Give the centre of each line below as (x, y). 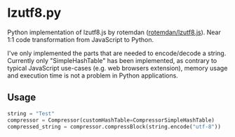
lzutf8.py (34, 13)
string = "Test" (31, 113)
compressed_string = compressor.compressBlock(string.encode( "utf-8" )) (114, 127)
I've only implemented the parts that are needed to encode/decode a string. (117, 53)
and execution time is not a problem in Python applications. (93, 75)
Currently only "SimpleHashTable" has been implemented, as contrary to (112, 60)
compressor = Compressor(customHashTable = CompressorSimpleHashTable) (111, 120)
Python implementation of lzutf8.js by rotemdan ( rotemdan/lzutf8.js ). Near (114, 32)
